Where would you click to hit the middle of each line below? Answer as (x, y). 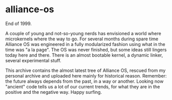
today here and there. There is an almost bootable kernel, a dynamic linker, (84, 55)
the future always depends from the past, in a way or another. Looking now (84, 81)
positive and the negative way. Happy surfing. (54, 92)
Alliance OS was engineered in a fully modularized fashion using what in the (85, 44)
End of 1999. (19, 23)
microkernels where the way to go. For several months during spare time (82, 39)
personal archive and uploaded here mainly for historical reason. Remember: (86, 76)
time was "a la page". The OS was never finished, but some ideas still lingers (86, 49)
